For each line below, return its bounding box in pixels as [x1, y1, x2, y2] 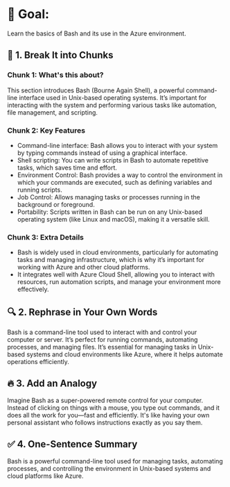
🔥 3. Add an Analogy [7, 378, 98, 390]
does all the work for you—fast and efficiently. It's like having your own [7, 411, 210, 419]
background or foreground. [17, 200, 95, 208]
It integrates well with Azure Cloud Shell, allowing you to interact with [17, 270, 215, 279]
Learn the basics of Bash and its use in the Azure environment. [7, 29, 186, 38]
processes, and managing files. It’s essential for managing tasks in [7, 343, 197, 352]
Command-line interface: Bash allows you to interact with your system [17, 141, 218, 149]
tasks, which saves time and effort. [17, 163, 118, 172]
